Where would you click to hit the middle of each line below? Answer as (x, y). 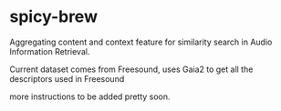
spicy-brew (54, 17)
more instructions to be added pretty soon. (90, 96)
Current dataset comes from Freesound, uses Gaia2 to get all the (131, 69)
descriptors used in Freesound (67, 78)
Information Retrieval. (50, 51)
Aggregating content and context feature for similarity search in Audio (141, 42)
